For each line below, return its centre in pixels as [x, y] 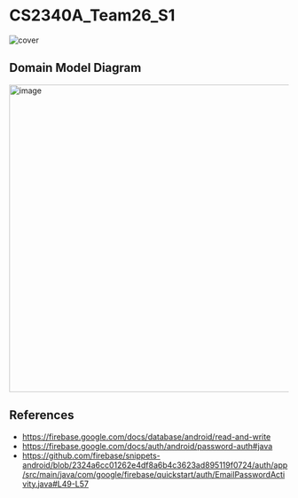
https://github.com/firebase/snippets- [91, 455]
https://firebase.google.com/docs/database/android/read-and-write [146, 437]
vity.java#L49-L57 [55, 484]
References [42, 415]
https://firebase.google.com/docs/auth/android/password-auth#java [147, 446]
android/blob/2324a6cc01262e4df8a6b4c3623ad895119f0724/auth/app [155, 465]
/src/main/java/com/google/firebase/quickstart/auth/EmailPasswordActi [153, 474]
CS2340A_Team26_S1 [92, 16]
